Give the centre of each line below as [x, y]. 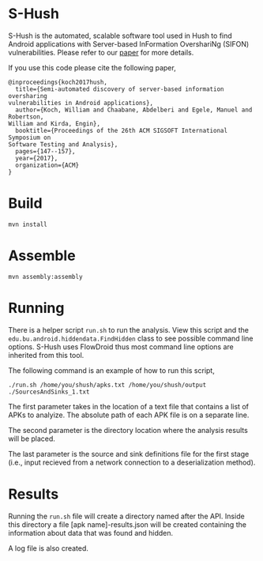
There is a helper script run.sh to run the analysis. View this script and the [128, 329]
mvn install [28, 224]
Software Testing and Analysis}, [63, 144]
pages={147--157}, [46, 151]
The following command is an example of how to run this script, [111, 370]
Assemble [42, 256]
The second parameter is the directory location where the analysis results [128, 430]
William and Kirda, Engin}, [54, 123]
